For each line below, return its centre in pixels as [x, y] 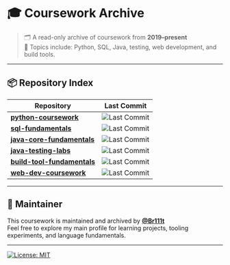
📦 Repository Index [50, 83]
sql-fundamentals [41, 128]
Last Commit [126, 105]
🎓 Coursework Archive [76, 13]
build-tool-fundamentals [53, 161]
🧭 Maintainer [35, 205]
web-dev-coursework [48, 173]
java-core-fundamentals [52, 139]
